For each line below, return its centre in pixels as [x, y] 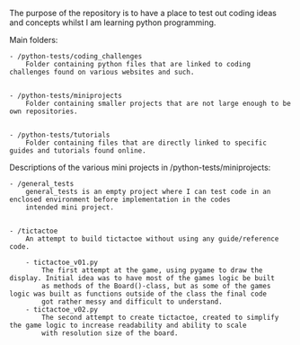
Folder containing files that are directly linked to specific [146, 143]
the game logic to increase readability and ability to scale [128, 325]
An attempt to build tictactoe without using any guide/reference [152, 239]
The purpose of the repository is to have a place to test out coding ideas [143, 13]
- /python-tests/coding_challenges [76, 57]
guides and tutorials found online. [78, 151]
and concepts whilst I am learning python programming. [113, 22]
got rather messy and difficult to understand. [132, 302]
